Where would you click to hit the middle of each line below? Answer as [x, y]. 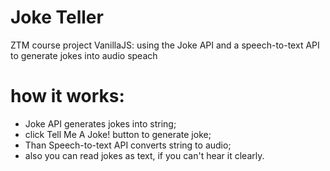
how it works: [67, 96]
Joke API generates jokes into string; [100, 123]
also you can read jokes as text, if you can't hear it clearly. [144, 155]
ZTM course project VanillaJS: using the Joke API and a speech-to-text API [165, 45]
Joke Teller [57, 17]
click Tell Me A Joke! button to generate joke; [118, 134]
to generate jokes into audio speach [84, 55]
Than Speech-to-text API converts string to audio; [128, 145]
